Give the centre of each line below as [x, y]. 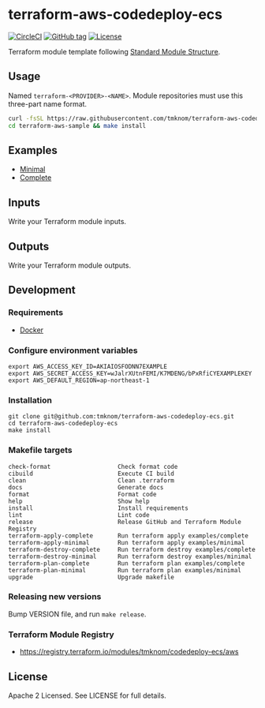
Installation [30, 400]
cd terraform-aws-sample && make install [77, 125]
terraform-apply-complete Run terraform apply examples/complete [128, 536]
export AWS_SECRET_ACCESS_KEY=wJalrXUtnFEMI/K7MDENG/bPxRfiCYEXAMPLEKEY [130, 373]
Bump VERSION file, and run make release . [77, 614]
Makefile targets [40, 450]
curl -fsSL [26, 118]
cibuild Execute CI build [91, 474]
